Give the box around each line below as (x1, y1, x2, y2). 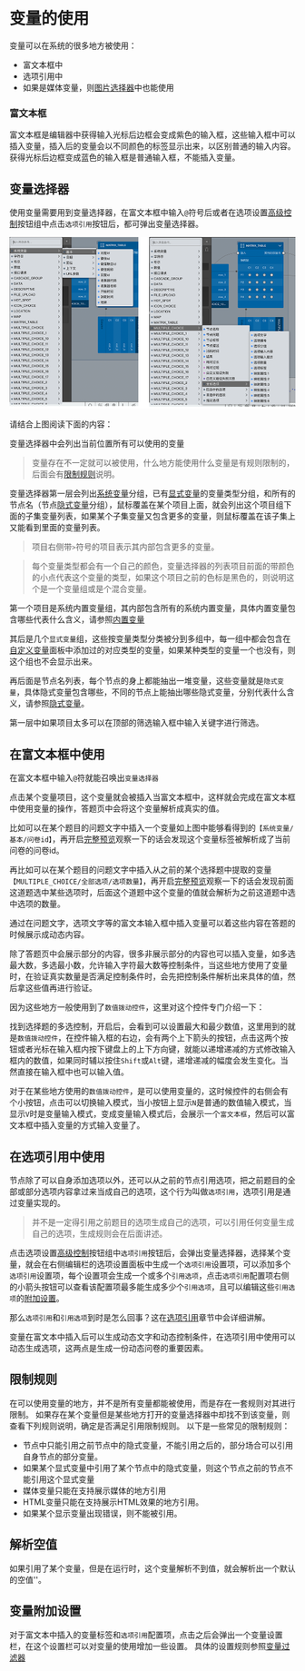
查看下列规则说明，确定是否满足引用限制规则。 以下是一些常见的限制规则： (9, 1420, 290, 1431)
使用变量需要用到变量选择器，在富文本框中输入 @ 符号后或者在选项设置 (9, 207, 269, 218)
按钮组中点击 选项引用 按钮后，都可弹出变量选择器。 (17, 219, 204, 230)
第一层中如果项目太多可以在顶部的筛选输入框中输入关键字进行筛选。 (9, 717, 264, 728)
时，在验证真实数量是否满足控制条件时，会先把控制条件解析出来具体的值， (9, 971, 288, 982)
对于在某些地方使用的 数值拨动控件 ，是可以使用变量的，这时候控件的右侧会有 (9, 1086, 289, 1097)
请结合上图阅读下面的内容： (9, 419, 113, 430)
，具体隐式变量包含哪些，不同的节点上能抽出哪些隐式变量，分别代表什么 (15, 687, 287, 697)
